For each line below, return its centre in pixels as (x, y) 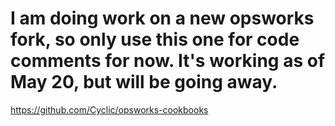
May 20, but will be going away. (144, 82)
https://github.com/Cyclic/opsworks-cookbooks (109, 109)
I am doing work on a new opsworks (162, 18)
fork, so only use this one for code (155, 39)
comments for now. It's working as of (168, 61)
